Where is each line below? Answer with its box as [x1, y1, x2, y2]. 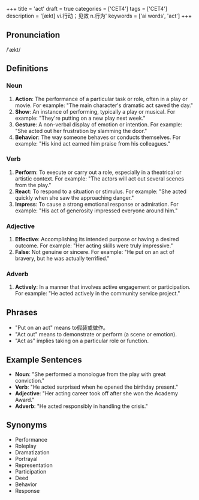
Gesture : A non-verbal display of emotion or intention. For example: [14, 120, 183, 128]
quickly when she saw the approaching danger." [14, 194, 134, 201]
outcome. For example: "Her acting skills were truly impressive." [14, 242, 173, 249]
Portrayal [14, 455, 38, 462]
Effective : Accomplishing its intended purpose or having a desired [14, 236, 179, 243]
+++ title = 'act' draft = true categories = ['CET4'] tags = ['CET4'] [6, 5, 168, 12]
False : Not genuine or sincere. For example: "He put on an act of [14, 248, 175, 256]
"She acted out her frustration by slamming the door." [14, 127, 147, 134]
